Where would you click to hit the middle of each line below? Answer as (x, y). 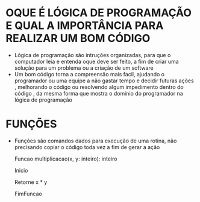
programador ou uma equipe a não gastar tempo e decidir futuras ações (104, 81)
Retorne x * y (31, 182)
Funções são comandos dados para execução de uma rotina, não (95, 141)
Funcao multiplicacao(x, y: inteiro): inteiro (66, 159)
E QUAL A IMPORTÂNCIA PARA (85, 26)
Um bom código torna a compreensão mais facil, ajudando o (89, 74)
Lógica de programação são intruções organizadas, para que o (92, 55)
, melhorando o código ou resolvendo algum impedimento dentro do (99, 87)
